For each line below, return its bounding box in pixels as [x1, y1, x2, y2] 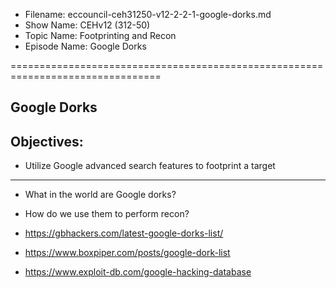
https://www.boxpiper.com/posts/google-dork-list [24, 247, 231, 259]
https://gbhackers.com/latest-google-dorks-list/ [24, 227, 224, 239]
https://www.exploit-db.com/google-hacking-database [24, 266, 252, 278]
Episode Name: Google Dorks [24, 40, 147, 52]
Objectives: [10, 133, 84, 150]
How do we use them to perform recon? [24, 208, 190, 220]
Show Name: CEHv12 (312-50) [24, 19, 151, 31]
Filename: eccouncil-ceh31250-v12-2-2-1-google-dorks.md [24, 9, 272, 20]
